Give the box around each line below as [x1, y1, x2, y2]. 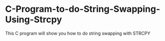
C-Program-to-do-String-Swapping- [5, 3, 161, 15]
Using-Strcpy [5, 14, 62, 25]
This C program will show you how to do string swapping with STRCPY [5, 30, 151, 36]
